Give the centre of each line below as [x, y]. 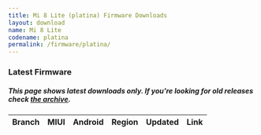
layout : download [37, 23]
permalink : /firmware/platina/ [60, 45]
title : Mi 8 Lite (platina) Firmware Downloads [88, 15]
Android [88, 122]
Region [125, 122]
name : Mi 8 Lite [35, 30]
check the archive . [39, 99]
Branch [26, 122]
